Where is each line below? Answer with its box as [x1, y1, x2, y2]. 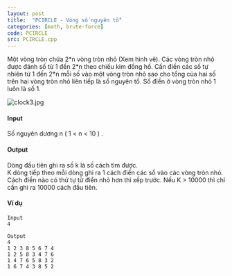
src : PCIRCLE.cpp [7, 36, 57, 43]
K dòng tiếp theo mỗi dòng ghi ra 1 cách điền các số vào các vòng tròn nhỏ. [7, 168, 224, 177]
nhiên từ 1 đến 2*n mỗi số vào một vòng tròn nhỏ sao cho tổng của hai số [7, 70, 216, 79]
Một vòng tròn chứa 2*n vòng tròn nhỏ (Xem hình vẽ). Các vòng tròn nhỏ [7, 55, 215, 63]
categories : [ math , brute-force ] [7, 23, 104, 30]
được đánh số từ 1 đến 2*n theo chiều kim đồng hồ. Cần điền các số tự [7, 63, 209, 71]
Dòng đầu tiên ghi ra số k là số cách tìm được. [7, 161, 139, 169]
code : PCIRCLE [7, 29, 48, 37]
